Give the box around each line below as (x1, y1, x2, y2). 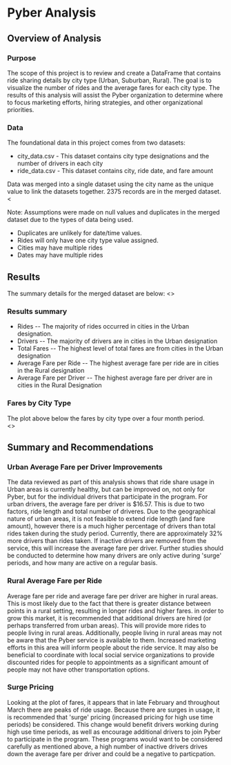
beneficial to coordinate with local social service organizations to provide (7, 650, 215, 658)
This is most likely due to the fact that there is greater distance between (7, 599, 212, 607)
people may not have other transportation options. (7, 665, 150, 674)
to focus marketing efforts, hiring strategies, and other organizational (7, 98, 203, 107)
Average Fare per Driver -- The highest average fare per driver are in (17, 374, 212, 382)
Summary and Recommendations (7, 441, 154, 453)
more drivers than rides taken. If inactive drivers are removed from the (7, 537, 207, 545)
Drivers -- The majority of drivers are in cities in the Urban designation (17, 337, 218, 345)
